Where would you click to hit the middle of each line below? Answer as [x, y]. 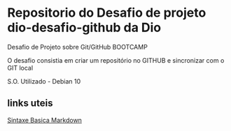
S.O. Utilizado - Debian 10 [44, 81]
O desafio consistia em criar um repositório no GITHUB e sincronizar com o [116, 60]
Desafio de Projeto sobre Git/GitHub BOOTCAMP [78, 47]
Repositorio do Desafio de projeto [107, 13]
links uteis [30, 103]
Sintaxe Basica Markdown [45, 120]
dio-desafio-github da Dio [84, 28]
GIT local [20, 68]
